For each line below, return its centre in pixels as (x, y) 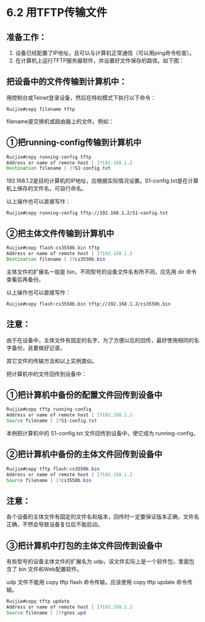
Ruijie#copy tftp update (38, 601)
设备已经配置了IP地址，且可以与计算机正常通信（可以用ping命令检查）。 (105, 53)
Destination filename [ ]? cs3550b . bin (56, 259)
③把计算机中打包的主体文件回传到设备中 (84, 545)
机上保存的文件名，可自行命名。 (47, 189)
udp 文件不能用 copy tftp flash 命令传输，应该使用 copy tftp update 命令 (97, 582)
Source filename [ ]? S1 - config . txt (52, 421)
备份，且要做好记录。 (38, 348)
